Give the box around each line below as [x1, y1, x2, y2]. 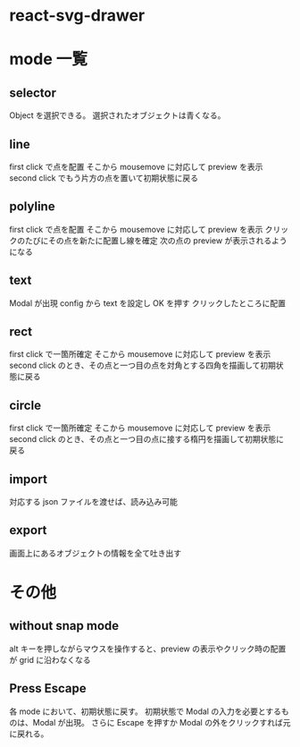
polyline [9, 199, 55, 215]
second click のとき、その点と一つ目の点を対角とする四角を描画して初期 [9, 360, 277, 371]
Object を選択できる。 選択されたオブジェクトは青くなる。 [9, 110, 226, 121]
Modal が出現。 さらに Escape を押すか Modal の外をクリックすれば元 [32, 717, 291, 727]
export [9, 522, 47, 538]
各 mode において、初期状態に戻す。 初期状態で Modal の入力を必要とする [9, 706, 282, 717]
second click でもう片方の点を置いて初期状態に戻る [9, 173, 199, 183]
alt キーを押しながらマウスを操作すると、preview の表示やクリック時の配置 [9, 643, 287, 654]
